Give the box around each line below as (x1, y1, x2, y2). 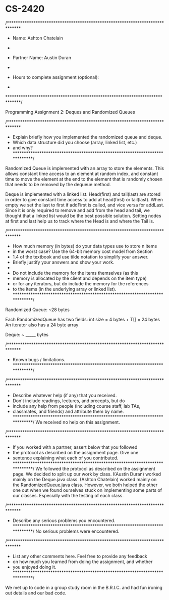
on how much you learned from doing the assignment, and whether (12, 559, 153, 565)
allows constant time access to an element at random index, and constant (5, 170, 158, 177)
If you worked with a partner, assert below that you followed (12, 444, 138, 450)
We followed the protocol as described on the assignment (35, 465, 155, 472)
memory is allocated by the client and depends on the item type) (12, 275, 147, 281)
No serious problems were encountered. (35, 528, 120, 534)
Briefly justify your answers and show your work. (12, 259, 115, 265)
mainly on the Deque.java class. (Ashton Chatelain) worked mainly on (12, 476, 157, 482)
